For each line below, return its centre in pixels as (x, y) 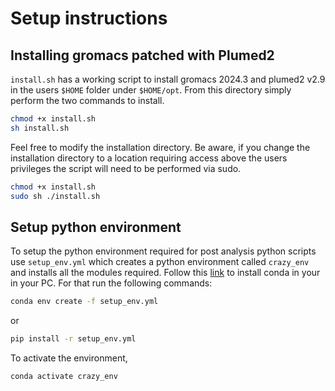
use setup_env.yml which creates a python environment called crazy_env (160, 262)
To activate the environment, (69, 358)
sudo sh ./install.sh (55, 196)
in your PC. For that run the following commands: (111, 283)
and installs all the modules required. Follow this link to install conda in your (165, 273)
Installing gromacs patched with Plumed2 (142, 55)
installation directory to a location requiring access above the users (149, 158)
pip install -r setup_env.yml (73, 339)
